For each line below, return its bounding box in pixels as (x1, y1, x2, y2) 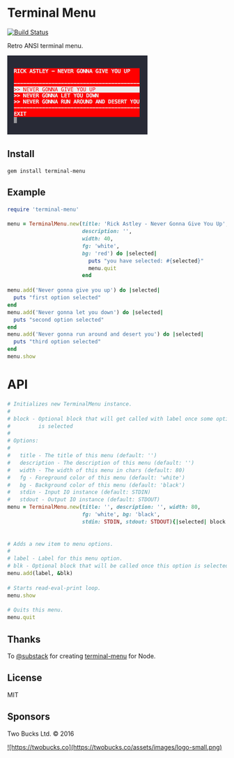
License (7, 672, 42, 684)
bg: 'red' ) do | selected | (81, 250, 157, 257)
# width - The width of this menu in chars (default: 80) (7, 466, 186, 474)
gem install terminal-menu (7, 168, 86, 174)
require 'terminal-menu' (7, 206, 79, 213)
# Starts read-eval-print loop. (7, 584, 101, 591)
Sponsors (7, 711, 50, 723)
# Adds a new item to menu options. (7, 540, 114, 547)
